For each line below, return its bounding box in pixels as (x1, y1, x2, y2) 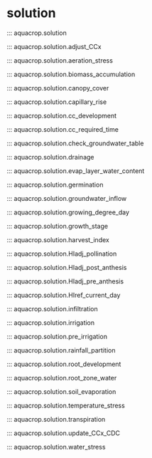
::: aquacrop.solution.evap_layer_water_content (6, 166, 145, 175)
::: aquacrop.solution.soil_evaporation (6, 387, 116, 396)
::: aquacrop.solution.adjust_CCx (6, 42, 102, 51)
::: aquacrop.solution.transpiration (6, 415, 106, 423)
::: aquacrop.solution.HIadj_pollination (6, 249, 117, 258)
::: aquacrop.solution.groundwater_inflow (6, 194, 127, 202)
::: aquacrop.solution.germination (6, 180, 104, 189)
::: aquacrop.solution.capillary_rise (6, 98, 107, 106)
